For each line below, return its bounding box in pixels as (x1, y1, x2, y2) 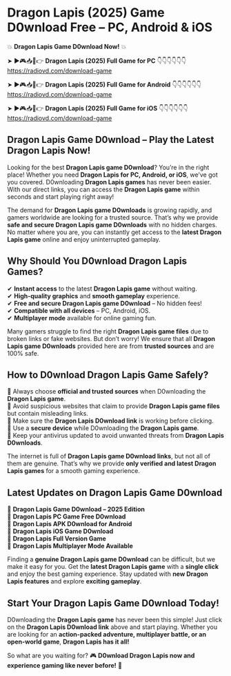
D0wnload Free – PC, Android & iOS (7, 19, 212, 35)
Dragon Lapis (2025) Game (7, 5, 165, 21)
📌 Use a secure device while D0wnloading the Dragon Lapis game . (7, 424, 199, 432)
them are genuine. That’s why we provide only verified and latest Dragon (7, 459, 217, 467)
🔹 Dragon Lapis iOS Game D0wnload (7, 527, 114, 536)
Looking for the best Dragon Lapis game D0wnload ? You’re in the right (7, 163, 210, 171)
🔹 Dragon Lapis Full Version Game (7, 534, 107, 543)
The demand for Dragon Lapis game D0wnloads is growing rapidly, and (7, 206, 212, 214)
